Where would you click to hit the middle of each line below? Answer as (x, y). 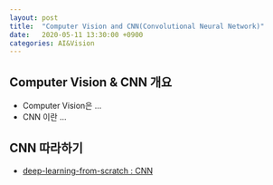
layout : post (34, 18)
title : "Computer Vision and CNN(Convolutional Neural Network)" (137, 26)
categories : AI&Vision (52, 43)
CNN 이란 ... (44, 117)
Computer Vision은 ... (62, 106)
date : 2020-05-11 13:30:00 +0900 (76, 34)
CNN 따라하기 (46, 148)
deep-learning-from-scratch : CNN (88, 170)
